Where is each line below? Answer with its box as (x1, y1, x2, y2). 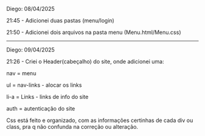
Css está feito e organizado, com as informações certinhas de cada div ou (6, 117, 193, 124)
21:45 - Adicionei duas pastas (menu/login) (6, 17, 115, 24)
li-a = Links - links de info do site (6, 93, 88, 100)
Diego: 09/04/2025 (6, 46, 55, 53)
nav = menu (6, 70, 37, 76)
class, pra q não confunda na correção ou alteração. (6, 123, 138, 130)
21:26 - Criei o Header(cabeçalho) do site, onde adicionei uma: (6, 58, 165, 65)
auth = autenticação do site (6, 105, 75, 112)
